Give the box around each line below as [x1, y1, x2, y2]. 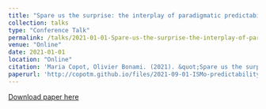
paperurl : [8, 70, 41, 78]
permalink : [8, 33, 44, 42]
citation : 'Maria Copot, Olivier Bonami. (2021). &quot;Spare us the [8, 63, 243, 71]
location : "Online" [8, 56, 73, 64]
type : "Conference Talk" [8, 26, 90, 34]
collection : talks [8, 19, 69, 27]
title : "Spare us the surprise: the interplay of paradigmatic [8, 11, 222, 20]
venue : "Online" [8, 41, 62, 49]
